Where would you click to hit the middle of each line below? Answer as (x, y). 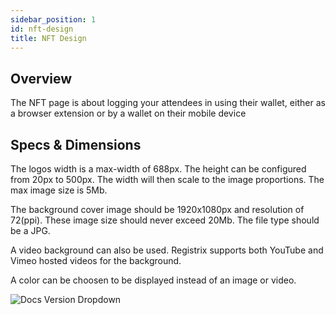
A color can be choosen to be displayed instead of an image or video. (153, 280)
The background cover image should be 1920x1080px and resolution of (157, 209)
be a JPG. (30, 230)
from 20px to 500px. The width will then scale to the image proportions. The (167, 179)
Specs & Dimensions (76, 144)
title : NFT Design (48, 38)
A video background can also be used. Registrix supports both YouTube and (167, 250)
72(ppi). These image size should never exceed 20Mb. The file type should (165, 220)
